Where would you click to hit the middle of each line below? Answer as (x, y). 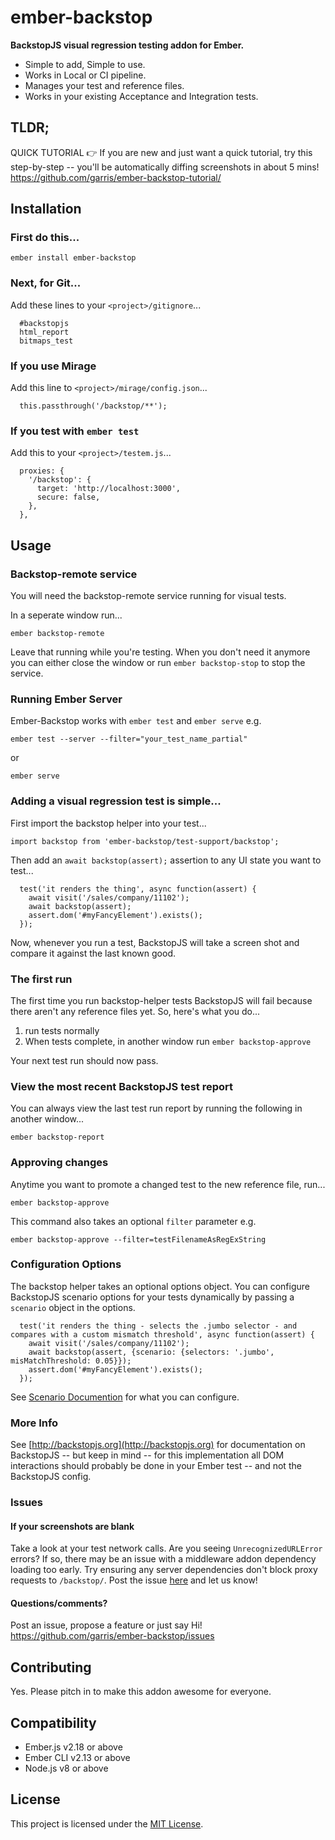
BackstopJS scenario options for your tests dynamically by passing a (152, 1297)
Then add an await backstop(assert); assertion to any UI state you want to (166, 860)
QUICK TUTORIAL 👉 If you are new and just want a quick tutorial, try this (161, 152)
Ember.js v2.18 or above (73, 1747)
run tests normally (62, 1030)
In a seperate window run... (66, 615)
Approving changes (59, 1163)
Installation (46, 209)
